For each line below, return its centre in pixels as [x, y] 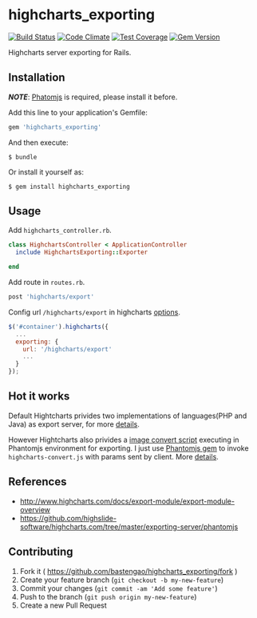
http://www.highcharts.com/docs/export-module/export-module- [127, 501]
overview [35, 509]
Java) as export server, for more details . [74, 424]
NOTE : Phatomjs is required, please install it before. [93, 97]
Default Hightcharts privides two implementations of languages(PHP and [128, 415]
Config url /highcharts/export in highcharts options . [95, 312]
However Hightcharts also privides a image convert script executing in [124, 439]
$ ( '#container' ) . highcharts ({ [59, 327]
